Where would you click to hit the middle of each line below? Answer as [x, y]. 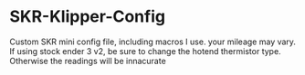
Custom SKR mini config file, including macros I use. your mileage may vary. [153, 42]
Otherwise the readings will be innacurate [88, 61]
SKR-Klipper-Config [88, 17]
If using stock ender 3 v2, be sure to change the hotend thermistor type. [145, 51]
